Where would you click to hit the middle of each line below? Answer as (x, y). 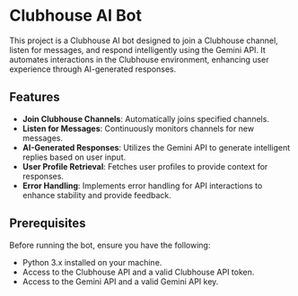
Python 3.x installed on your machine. (92, 262)
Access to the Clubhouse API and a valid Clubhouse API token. (138, 272)
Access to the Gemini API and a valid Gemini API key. (120, 281)
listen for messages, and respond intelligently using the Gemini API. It (138, 49)
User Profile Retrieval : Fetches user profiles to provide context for (145, 166)
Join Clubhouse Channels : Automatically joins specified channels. (145, 118)
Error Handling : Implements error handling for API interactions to (142, 186)
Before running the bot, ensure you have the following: (110, 245)
